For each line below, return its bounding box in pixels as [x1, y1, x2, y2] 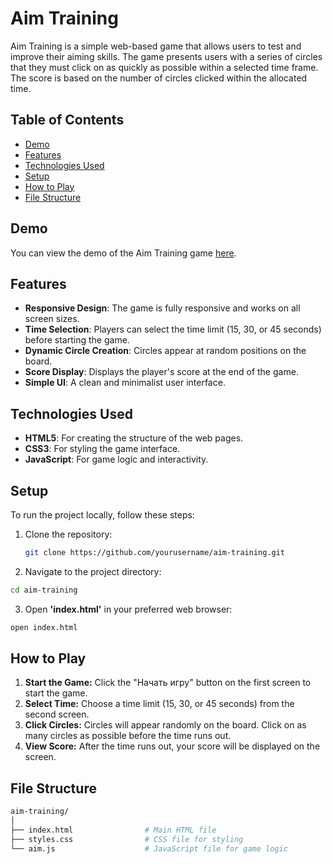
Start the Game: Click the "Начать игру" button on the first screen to [24, 677, 312, 689]
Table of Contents [10, 112, 125, 129]
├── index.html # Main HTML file [10, 825, 217, 835]
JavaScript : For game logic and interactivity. [24, 453, 209, 466]
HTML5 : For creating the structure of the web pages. [24, 432, 244, 444]
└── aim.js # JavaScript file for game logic [10, 843, 288, 854]
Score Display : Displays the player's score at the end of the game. [24, 366, 299, 378]
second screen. [24, 708, 90, 721]
